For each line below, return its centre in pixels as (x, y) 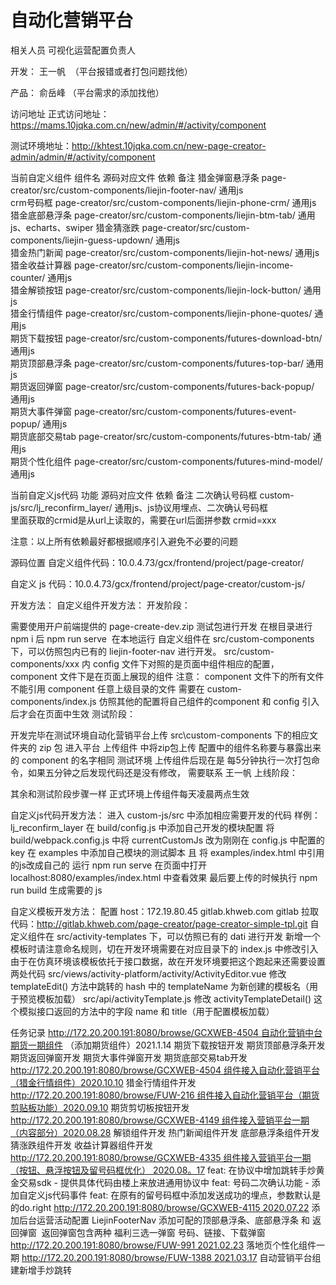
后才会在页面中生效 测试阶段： (73, 713)
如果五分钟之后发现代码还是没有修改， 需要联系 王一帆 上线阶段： (162, 772)
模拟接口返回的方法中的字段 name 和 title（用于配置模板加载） (146, 1011)
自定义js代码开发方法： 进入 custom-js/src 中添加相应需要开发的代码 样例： (165, 815)
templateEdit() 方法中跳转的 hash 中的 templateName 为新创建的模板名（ (160, 986)
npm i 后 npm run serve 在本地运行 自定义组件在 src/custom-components (162, 638)
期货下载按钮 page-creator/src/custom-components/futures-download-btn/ (166, 338)
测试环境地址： (41, 145)
